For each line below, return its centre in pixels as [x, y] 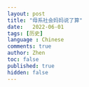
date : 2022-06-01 [36, 27]
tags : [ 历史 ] [25, 33]
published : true [31, 66]
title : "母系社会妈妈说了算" [45, 20]
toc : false [23, 60]
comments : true [29, 46]
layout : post [26, 14]
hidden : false [28, 72]
